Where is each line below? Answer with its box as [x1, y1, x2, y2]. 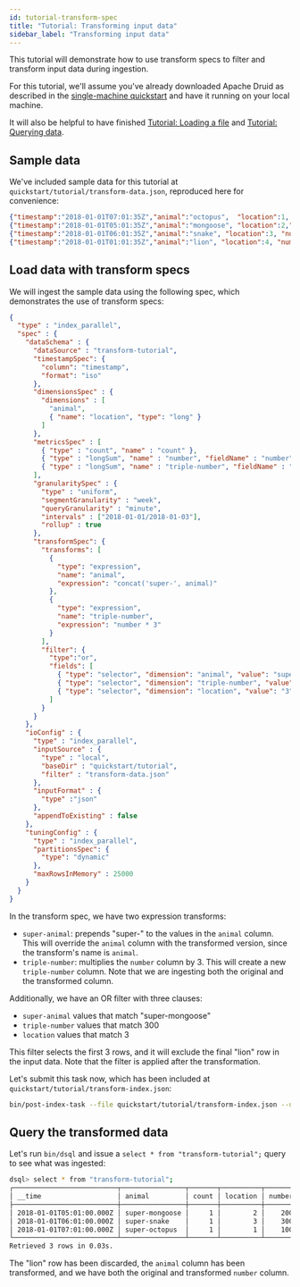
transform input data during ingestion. [9, 63, 149, 74]
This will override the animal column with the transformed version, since [21, 938, 287, 948]
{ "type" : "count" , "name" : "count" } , [41, 446, 198, 455]
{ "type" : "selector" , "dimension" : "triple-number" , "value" [56, 678, 294, 687]
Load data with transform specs [9, 263, 190, 278]
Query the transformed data [9, 1124, 169, 1140]
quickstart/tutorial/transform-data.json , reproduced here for [9, 186, 244, 197]
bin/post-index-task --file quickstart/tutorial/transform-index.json [9, 1100, 278, 1109]
